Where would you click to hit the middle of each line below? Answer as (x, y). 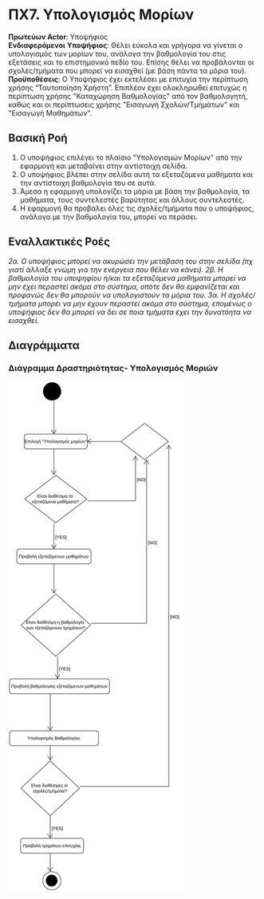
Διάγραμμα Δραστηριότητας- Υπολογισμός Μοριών (113, 368)
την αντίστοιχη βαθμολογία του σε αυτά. (88, 183)
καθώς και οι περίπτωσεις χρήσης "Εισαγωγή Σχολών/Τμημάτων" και (124, 104)
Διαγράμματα (44, 345)
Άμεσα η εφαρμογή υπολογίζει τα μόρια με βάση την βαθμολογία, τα (135, 191)
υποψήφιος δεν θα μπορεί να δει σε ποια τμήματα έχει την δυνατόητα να (130, 312)
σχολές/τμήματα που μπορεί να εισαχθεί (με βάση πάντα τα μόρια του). (128, 70)
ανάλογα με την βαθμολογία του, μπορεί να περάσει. (108, 216)
